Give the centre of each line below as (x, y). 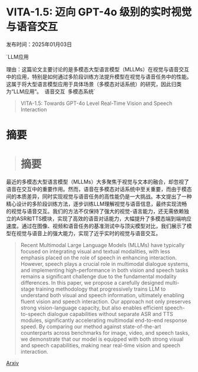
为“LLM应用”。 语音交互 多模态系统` (51, 91)
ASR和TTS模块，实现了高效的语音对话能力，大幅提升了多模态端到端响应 (104, 219)
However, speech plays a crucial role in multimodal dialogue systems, (105, 264)
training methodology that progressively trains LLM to (101, 289)
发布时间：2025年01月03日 (39, 44)
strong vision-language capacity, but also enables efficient (92, 308)
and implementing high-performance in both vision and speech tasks (104, 270)
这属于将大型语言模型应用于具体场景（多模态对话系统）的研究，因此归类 (94, 84)
